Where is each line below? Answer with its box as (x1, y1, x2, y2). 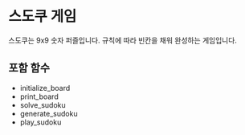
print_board (19, 92, 59, 101)
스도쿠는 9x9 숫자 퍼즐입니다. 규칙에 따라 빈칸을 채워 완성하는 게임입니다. (8, 35, 237, 45)
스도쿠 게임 (8, 7, 77, 26)
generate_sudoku (19, 108, 78, 118)
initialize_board (19, 83, 71, 92)
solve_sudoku (19, 100, 66, 109)
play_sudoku (19, 117, 62, 127)
